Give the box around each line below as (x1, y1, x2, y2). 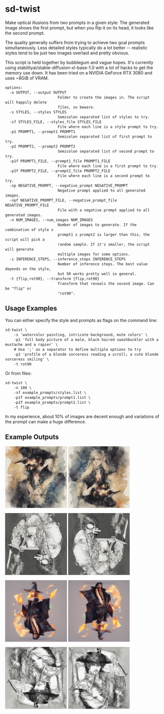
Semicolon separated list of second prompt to (57, 148, 154, 154)
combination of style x (5, 227, 54, 232)
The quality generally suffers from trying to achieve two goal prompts (5, 39, 145, 45)
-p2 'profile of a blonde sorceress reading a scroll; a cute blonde (14, 352, 159, 357)
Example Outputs (5, 433, 59, 442)
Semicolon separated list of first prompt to (57, 134, 152, 139)
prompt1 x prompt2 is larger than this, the (57, 232, 150, 237)
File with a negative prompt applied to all (57, 207, 150, 213)
